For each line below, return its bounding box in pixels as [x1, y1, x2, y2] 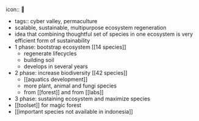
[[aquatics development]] [23, 76, 88, 83]
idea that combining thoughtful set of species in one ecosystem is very [14, 30, 194, 38]
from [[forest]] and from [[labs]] [23, 89, 104, 95]
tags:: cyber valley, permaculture [14, 18, 98, 24]
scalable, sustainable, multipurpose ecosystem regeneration [14, 24, 167, 31]
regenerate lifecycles [23, 50, 77, 57]
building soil [23, 57, 54, 63]
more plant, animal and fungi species [23, 82, 117, 89]
